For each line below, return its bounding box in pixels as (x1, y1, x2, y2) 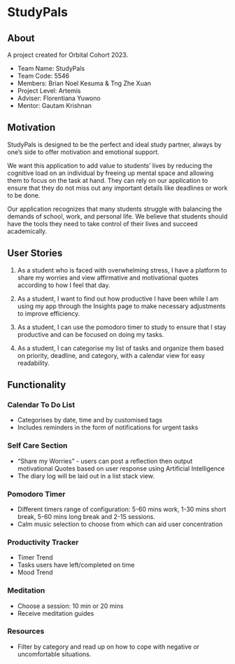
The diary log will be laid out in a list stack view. (17, 471, 155, 480)
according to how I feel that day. (17, 281, 111, 289)
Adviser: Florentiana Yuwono (17, 94, 101, 102)
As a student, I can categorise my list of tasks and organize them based (17, 344, 224, 352)
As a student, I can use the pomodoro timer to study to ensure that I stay (17, 323, 227, 331)
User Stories (7, 247, 63, 259)
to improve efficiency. (17, 309, 80, 317)
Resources (7, 626, 45, 636)
